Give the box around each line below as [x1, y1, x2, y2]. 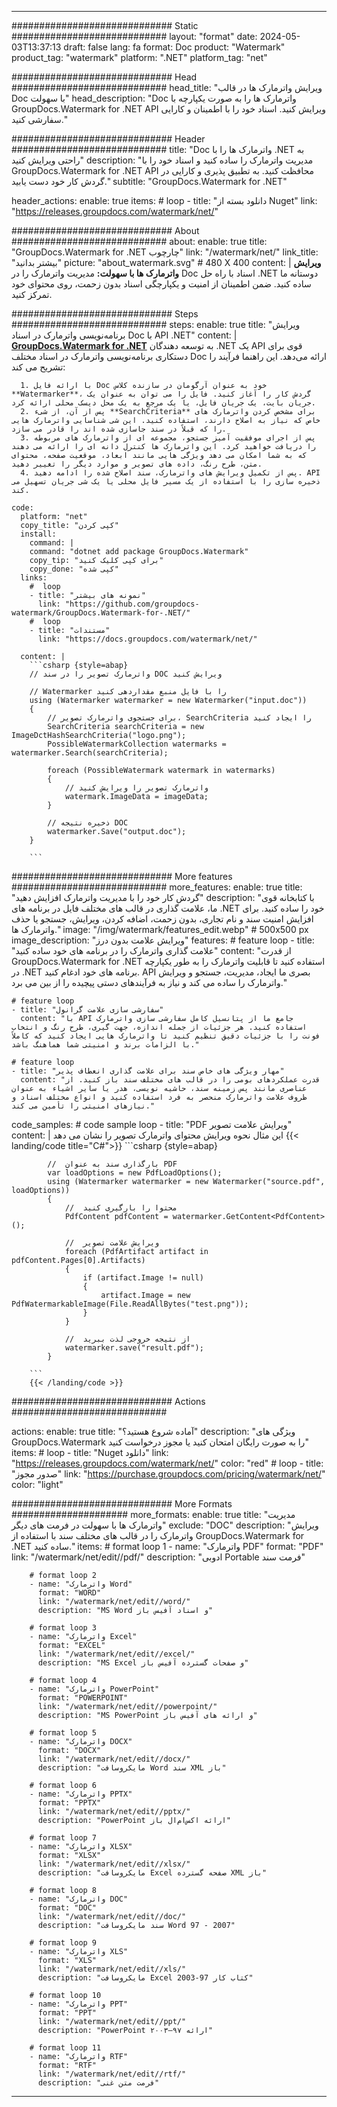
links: [20, 573, 48, 583]
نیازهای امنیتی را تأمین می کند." [11, 1101, 156, 1111]
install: [20, 529, 57, 539]
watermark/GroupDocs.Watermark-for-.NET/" [11, 608, 191, 618]
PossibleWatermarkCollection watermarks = [47, 739, 227, 749]
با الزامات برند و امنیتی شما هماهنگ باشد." [11, 1040, 200, 1050]
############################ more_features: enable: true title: [11, 881, 303, 893]
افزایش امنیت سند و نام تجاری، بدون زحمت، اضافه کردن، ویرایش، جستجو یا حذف [11, 913, 314, 925]
